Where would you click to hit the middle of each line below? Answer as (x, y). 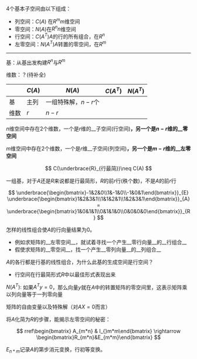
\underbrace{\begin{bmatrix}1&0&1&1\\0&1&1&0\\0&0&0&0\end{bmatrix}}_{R (98, 211)
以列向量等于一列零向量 (34, 294)
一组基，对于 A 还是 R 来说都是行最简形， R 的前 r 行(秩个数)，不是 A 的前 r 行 (91, 180)
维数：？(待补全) (26, 75)
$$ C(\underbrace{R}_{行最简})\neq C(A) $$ (98, 168)
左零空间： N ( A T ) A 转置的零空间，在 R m (60, 43)
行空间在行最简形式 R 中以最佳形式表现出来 (65, 274)
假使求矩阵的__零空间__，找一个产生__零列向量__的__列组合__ (88, 249)
